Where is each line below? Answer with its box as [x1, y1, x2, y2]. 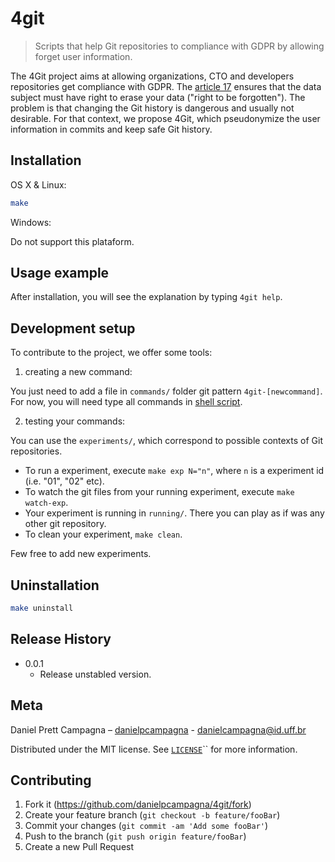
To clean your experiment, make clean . [24, 528, 183, 541]
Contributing [10, 772, 92, 789]
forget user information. [34, 50, 133, 62]
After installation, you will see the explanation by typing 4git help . [10, 291, 283, 303]
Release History [10, 631, 112, 648]
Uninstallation [10, 577, 100, 594]
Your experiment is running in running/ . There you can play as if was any [24, 507, 325, 519]
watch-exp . [24, 497, 69, 509]
